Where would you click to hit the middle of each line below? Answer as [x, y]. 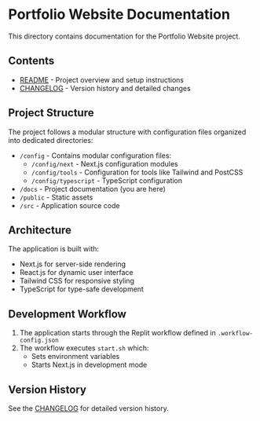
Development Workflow [68, 314]
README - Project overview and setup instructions [102, 79]
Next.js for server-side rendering [73, 264]
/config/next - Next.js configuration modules [104, 163]
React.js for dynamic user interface [76, 273]
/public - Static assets [56, 197]
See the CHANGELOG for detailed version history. [88, 408]
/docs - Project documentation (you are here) [93, 189]
